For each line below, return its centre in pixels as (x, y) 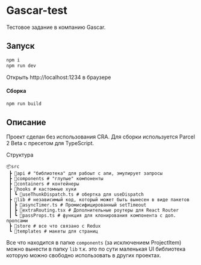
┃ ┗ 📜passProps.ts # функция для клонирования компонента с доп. (92, 216)
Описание (26, 122)
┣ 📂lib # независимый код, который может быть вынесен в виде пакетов (99, 200)
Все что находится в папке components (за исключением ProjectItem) (94, 243)
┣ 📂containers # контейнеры (44, 184)
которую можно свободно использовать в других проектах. (84, 255)
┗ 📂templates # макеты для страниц (53, 232)
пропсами (17, 221)
